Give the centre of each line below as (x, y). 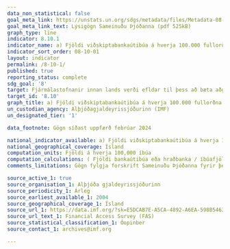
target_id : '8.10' (33, 97)
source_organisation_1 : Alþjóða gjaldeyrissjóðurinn (84, 185)
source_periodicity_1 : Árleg (49, 191)
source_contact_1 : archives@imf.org (59, 229)
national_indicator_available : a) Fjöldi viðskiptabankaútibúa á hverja (113, 140)
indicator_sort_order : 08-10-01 (53, 52)
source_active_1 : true (39, 178)
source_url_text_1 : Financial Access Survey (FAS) (81, 217)
